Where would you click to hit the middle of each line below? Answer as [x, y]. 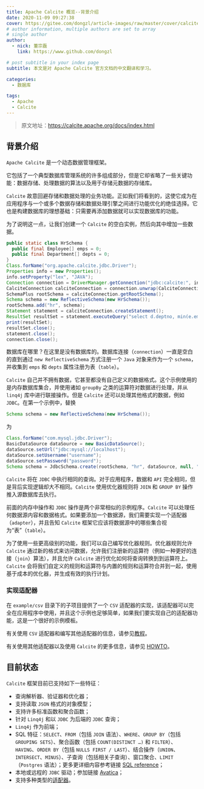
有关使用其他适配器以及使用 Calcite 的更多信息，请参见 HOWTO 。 [90, 646]
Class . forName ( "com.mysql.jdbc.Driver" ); [59, 438]
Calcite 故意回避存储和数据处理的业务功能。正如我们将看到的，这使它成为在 [102, 196]
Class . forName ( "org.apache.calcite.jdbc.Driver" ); [72, 266]
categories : [21, 79]
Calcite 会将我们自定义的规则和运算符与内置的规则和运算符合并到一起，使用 [102, 566]
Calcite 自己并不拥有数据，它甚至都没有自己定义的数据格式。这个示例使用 [99, 380]
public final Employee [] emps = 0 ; [57, 249]
